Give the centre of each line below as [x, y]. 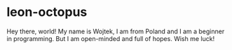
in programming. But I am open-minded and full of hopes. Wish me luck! [111, 38]
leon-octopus [47, 12]
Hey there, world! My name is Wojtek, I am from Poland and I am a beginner [116, 31]
